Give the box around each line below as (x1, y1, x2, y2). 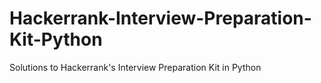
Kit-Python (9, 28, 103, 51)
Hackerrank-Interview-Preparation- (9, 7, 312, 30)
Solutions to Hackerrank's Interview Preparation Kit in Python (9, 61, 262, 73)
